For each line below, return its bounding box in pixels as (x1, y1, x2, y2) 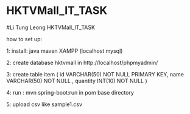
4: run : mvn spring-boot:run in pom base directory (6, 89, 134, 96)
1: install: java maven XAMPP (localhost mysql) (6, 47, 123, 55)
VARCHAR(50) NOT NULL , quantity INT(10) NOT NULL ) (6, 77, 147, 84)
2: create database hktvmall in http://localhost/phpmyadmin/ (6, 59, 158, 66)
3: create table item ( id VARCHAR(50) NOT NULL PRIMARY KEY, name (6, 70, 185, 78)
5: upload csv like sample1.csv (6, 101, 83, 108)
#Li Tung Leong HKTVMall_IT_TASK (6, 24, 96, 31)
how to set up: (6, 35, 43, 42)
